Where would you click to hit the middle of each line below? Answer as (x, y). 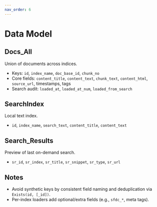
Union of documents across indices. (41, 64)
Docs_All (18, 52)
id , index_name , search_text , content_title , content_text (69, 125)
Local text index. (21, 116)
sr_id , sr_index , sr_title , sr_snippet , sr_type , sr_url (66, 162)
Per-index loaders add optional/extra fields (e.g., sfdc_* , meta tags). (80, 200)
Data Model (28, 34)
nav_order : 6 (18, 10)
